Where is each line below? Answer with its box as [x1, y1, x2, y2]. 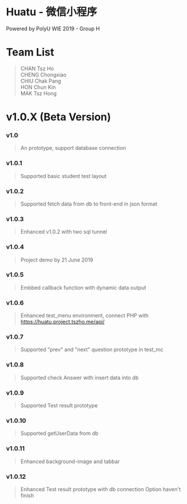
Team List [6, 46, 54, 59]
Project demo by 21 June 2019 [20, 256, 93, 263]
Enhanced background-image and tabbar [20, 458, 120, 465]
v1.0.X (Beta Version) [6, 111, 111, 124]
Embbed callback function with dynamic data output [20, 284, 147, 291]
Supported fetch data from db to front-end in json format [20, 200, 158, 207]
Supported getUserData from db [20, 430, 99, 437]
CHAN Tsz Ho [20, 65, 54, 72]
